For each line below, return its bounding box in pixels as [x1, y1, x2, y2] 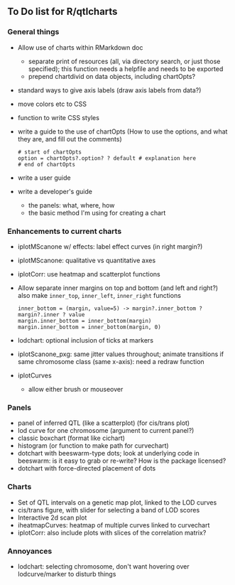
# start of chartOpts [17, 149, 82, 156]
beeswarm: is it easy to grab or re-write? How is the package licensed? [17, 456, 226, 465]
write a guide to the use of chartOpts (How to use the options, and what [17, 127, 228, 136]
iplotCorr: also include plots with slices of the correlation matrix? [17, 528, 207, 537]
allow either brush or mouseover [28, 385, 124, 393]
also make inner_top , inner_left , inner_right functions [17, 291, 181, 299]
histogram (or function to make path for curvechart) [17, 441, 169, 450]
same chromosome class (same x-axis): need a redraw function [17, 357, 204, 365]
